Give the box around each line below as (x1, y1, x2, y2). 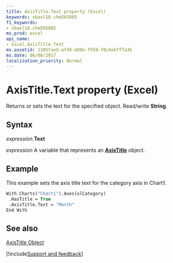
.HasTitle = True (8, 196, 51, 202)
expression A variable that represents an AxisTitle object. (6, 147, 145, 154)
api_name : (6, 36, 30, 42)
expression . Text (6, 135, 45, 142)
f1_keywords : (6, 19, 38, 25)
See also (6, 223, 38, 233)
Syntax (6, 119, 33, 129)
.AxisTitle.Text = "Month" (8, 201, 75, 208)
